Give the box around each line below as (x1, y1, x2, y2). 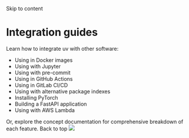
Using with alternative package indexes (14, 88, 111, 95)
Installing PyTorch (14, 94, 58, 101)
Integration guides (6, 26, 98, 39)
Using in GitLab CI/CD (14, 81, 68, 88)
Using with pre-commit (14, 69, 71, 76)
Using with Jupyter (14, 63, 61, 70)
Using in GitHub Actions (14, 75, 73, 82)
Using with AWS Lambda (14, 106, 75, 114)
